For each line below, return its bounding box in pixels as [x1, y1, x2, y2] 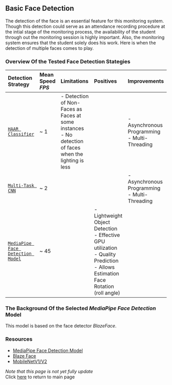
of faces [60, 144, 81, 151]
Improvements [127, 78, 164, 85]
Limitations [60, 78, 89, 85]
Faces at [60, 112, 81, 119]
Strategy [8, 81, 30, 88]
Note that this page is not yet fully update [5, 368, 93, 374]
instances [60, 125, 84, 132]
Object [94, 218, 110, 226]
